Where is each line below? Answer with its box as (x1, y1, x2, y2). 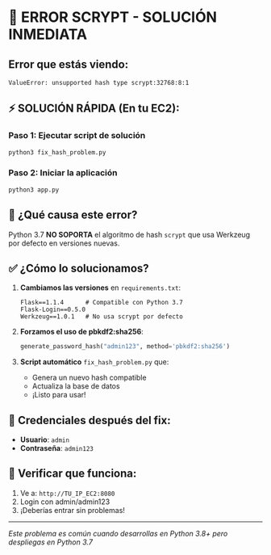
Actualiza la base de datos (31, 381, 120, 391)
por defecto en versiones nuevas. (8, 238, 120, 248)
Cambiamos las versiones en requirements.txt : (19, 283, 181, 292)
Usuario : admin (19, 435, 70, 444)
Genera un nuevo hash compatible (31, 372, 147, 383)
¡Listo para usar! (31, 390, 86, 400)
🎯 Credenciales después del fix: (8, 413, 171, 427)
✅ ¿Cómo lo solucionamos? (8, 261, 149, 275)
